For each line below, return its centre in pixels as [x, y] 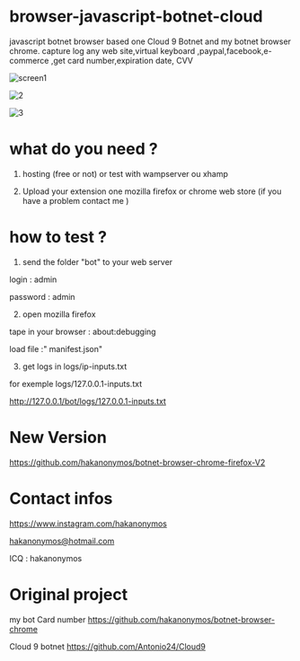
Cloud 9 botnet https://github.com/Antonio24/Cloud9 [108, 646]
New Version [58, 437]
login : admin [33, 279]
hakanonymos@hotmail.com [62, 541]
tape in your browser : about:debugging [83, 331]
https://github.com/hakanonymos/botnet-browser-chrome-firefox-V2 [137, 462]
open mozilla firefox [59, 314]
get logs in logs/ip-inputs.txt [75, 366]
